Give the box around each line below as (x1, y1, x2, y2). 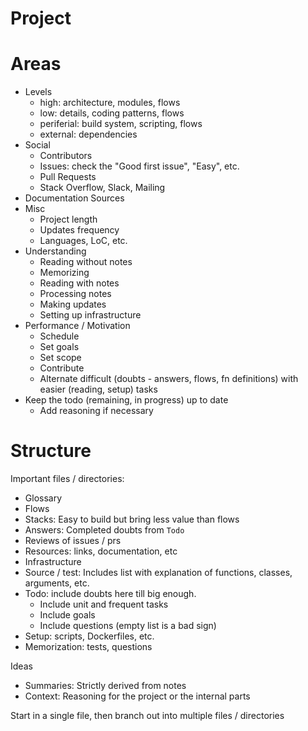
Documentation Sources (24, 192, 125, 204)
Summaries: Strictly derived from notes (24, 680, 187, 692)
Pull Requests (39, 171, 97, 183)
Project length (39, 213, 98, 226)
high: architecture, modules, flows (39, 97, 181, 109)
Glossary (24, 492, 63, 504)
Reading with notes (39, 277, 120, 289)
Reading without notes (39, 256, 133, 268)
